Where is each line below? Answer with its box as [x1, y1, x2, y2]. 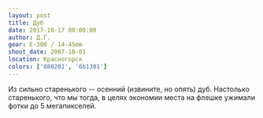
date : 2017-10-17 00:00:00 [8, 26, 97, 34]
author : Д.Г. [8, 33, 51, 42]
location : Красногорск [8, 56, 83, 64]
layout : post [8, 11, 51, 20]
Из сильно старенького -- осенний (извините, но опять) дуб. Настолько [8, 84, 250, 94]
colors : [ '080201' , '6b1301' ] [8, 63, 108, 71]
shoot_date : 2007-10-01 [8, 48, 87, 56]
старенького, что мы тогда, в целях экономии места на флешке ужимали [8, 92, 256, 102]
